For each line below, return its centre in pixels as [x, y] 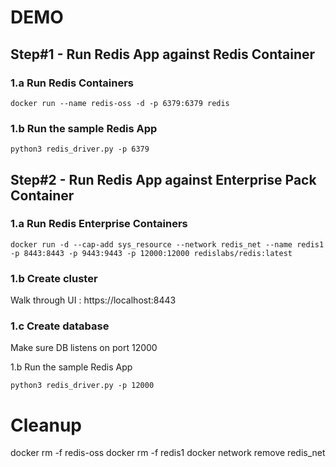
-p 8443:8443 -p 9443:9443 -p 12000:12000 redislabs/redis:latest [151, 253]
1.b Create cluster [54, 278]
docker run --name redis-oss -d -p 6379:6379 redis [120, 103]
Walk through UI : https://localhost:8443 [93, 300]
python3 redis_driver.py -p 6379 [80, 149]
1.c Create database [60, 326]
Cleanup [46, 425]
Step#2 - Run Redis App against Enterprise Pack [163, 179]
